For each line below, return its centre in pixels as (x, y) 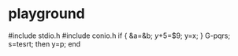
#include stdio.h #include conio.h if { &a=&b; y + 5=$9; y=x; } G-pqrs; (119, 35)
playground (46, 14)
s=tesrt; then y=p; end (45, 43)
